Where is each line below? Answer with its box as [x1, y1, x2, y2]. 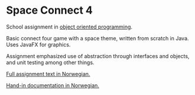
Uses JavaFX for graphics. [6, 41, 71, 48]
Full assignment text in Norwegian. [6, 70, 90, 77]
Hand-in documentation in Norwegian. [6, 81, 99, 89]
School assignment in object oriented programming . [6, 23, 133, 30]
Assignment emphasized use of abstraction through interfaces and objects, [6, 52, 190, 59]
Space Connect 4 [6, 4, 93, 17]
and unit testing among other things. [6, 59, 95, 66]
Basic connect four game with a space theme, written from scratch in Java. [6, 34, 189, 42]
